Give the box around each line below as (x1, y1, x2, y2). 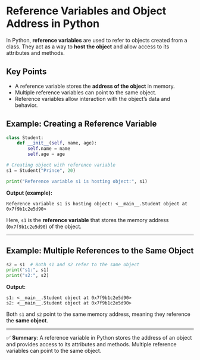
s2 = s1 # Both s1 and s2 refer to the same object (6, 261, 140, 267)
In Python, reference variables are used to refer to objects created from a (6, 36, 187, 44)
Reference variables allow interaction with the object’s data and (14, 95, 171, 102)
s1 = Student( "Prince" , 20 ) (6, 167, 76, 174)
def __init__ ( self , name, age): (17, 140, 97, 146)
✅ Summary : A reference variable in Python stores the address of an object (6, 334, 192, 341)
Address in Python (6, 17, 100, 30)
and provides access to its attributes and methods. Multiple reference (6, 341, 177, 348)
